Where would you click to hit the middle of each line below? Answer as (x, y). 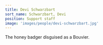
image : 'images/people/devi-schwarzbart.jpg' (52, 23)
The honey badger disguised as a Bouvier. (47, 37)
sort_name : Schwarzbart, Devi (36, 14)
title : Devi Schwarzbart (30, 10)
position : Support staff (30, 19)
